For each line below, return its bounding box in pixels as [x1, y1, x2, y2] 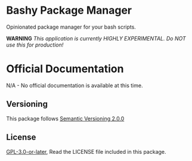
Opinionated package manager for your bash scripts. [6, 23, 136, 30]
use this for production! [6, 41, 64, 48]
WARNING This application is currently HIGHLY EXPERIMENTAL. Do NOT [6, 35, 186, 42]
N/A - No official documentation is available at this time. [6, 82, 143, 89]
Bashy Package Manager [6, 4, 132, 17]
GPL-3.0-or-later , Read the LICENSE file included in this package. [6, 148, 166, 155]
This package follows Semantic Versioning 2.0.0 [6, 114, 125, 122]
